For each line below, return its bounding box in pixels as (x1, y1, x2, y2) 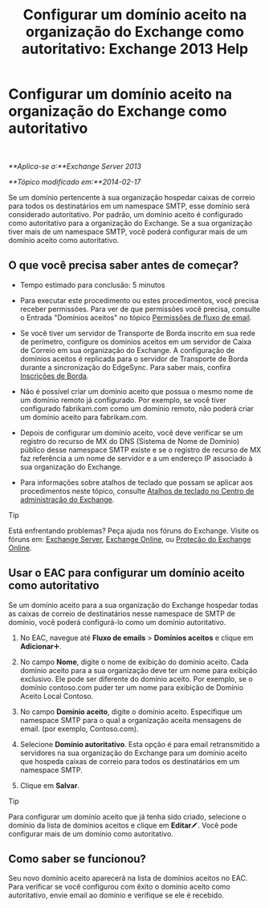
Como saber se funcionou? (8, 852, 147, 865)
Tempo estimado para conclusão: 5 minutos (19, 280, 165, 290)
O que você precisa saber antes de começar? (8, 259, 239, 273)
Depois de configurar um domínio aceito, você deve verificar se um (19, 428, 243, 438)
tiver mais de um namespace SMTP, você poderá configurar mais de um (8, 227, 247, 236)
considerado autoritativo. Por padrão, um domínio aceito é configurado (8, 209, 243, 219)
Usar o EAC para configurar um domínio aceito (8, 566, 245, 580)
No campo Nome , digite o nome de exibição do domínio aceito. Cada (19, 657, 249, 667)
